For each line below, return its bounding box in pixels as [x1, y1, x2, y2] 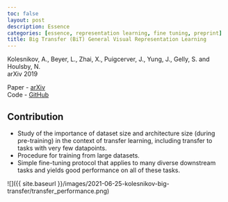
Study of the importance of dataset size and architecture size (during [17, 129, 215, 137]
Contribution [7, 110, 64, 122]
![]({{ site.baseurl [7, 179, 56, 187]
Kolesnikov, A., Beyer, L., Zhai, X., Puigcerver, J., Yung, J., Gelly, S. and [7, 55, 210, 63]
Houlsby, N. [7, 62, 40, 71]
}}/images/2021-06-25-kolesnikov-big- [57, 179, 170, 187]
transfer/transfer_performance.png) [7, 187, 110, 195]
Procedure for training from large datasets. [17, 151, 140, 160]
